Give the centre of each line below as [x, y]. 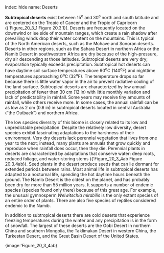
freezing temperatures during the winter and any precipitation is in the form [81, 220]
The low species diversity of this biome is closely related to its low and [76, 122]
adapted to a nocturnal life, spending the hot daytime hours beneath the [78, 174]
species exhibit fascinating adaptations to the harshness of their [70, 132]
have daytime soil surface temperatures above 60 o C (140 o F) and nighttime [80, 70]
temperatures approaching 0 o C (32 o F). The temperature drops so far [75, 76]
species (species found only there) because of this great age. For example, [81, 190]
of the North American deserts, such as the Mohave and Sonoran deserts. [80, 43]
